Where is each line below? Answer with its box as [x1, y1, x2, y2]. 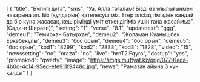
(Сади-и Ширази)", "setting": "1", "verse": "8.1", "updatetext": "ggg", [6, 24, 177, 31]
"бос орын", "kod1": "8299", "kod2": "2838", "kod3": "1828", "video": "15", [6, 43, 193, 51]
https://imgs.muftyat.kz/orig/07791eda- [90, 57, 189, 63]
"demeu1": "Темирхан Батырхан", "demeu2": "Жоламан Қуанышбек [6, 31, 180, 38]
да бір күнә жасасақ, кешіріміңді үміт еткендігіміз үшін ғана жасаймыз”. [6, 18, 194, 25]
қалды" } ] [6, 69, 33, 76]
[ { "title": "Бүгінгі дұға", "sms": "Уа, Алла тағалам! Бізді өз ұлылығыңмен [6, 5, 193, 12]
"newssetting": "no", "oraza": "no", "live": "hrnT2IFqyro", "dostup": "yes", [6, 50, 189, 57]
